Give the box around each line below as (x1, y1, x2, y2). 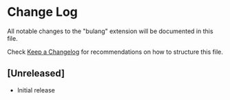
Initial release (17, 86, 55, 94)
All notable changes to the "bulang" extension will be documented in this (7, 27, 213, 35)
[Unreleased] (7, 68, 65, 79)
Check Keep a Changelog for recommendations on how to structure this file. (7, 48, 224, 56)
